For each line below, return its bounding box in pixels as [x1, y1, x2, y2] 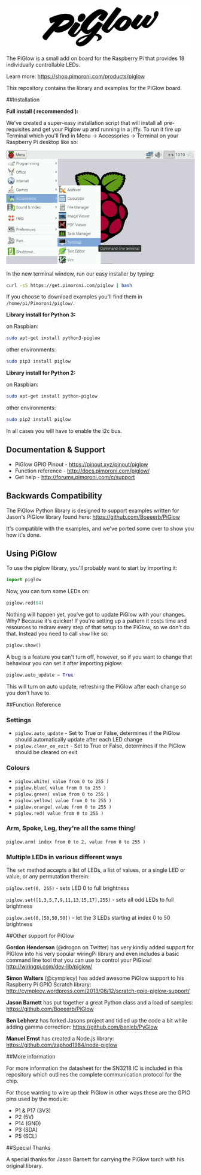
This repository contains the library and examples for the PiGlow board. [6, 85, 182, 92]
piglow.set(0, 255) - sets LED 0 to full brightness [6, 884, 130, 892]
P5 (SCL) [14, 1132, 38, 1140]
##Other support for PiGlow [6, 932, 75, 940]
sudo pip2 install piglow [6, 417, 71, 423]
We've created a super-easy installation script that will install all [6, 119, 163, 127]
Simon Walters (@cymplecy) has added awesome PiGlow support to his [6, 974, 184, 982]
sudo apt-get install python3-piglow [6, 335, 100, 341]
